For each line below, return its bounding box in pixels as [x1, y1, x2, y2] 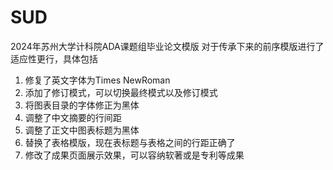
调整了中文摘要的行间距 [24, 111, 122, 123]
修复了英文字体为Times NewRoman [24, 74, 171, 86]
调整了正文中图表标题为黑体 [24, 124, 140, 136]
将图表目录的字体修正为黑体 [24, 99, 140, 111]
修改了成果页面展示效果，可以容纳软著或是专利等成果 [24, 149, 245, 161]
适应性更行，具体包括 [10, 52, 98, 65]
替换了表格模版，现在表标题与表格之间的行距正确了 [24, 136, 236, 148]
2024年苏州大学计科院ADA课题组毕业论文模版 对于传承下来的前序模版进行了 [10, 40, 325, 52]
